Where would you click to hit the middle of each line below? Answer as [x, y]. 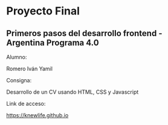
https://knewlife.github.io [37, 115]
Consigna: [19, 80]
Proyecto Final [43, 11]
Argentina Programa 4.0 [53, 42]
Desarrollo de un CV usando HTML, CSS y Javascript [73, 92]
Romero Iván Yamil [30, 69]
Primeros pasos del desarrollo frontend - [84, 33]
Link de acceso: [26, 104]
